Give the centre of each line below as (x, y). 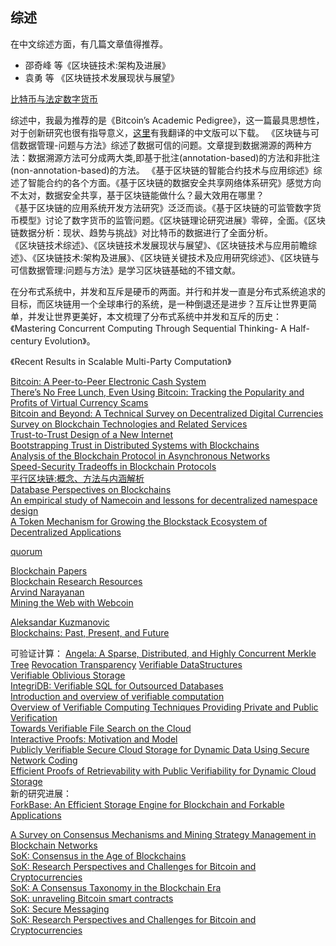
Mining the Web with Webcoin (72, 602)
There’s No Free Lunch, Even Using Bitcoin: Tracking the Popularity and (157, 392)
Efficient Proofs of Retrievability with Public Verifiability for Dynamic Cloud (163, 770)
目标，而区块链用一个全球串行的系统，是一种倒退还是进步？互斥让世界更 (159, 304)
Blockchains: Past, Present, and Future (90, 632)
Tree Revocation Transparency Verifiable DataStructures (126, 664)
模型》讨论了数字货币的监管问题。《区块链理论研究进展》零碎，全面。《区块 (172, 220)
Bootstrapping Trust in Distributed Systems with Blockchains (135, 445)
